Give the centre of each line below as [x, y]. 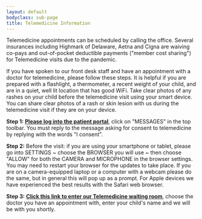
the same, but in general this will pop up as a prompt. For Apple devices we [100, 178]
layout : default [27, 12]
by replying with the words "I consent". [55, 134]
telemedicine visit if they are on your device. [61, 110]
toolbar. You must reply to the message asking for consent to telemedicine [99, 128]
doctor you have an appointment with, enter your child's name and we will [98, 203]
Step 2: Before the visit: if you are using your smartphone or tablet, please [99, 146]
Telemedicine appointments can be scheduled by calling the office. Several [100, 41]
